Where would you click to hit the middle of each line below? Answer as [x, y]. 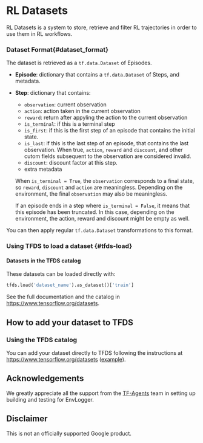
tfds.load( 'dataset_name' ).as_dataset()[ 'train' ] [70, 285]
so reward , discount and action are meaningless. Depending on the [99, 187]
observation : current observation [65, 105]
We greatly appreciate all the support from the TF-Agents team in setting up [101, 393]
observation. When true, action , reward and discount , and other [103, 150]
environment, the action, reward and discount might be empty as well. [102, 219]
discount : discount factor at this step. [71, 163]
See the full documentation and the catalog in [63, 297]
